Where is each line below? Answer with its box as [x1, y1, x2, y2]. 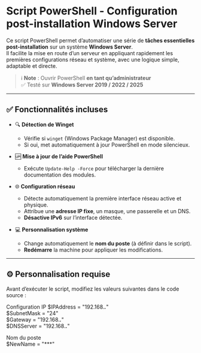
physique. [23, 201, 48, 208]
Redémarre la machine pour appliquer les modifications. [23, 246, 163, 253]
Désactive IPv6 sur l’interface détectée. [23, 214, 123, 221]
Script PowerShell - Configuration [6, 4, 178, 18]
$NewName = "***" [6, 340, 55, 348]
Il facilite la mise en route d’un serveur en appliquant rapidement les [6, 49, 173, 56]
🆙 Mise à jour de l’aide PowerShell [14, 152, 103, 160]
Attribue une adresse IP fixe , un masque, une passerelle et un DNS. [23, 207, 191, 214]
